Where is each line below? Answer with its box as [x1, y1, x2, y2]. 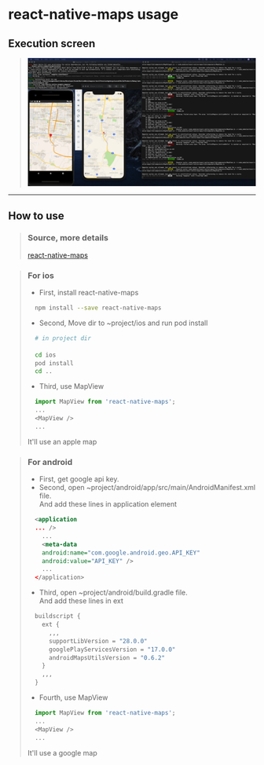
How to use [8, 209, 64, 222]
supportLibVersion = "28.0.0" [48, 637, 148, 645]
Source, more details [27, 232, 108, 243]
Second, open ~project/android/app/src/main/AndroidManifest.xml [38, 483, 256, 492]
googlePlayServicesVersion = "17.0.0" [48, 646, 176, 653]
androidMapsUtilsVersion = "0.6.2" [48, 653, 166, 661]
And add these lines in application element [38, 500, 177, 509]
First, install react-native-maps [38, 288, 139, 298]
